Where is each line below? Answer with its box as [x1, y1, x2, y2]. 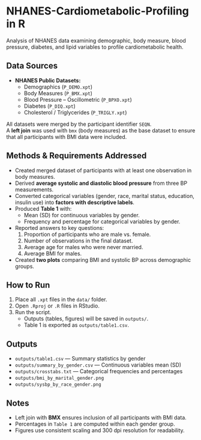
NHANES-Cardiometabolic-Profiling [6, 4, 189, 18]
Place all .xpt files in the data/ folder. [14, 296, 107, 303]
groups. [14, 262, 35, 270]
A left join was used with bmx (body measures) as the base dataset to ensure [6, 126, 196, 134]
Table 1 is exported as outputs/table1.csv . [23, 321, 130, 329]
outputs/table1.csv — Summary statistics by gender [14, 355, 146, 362]
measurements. [14, 185, 54, 193]
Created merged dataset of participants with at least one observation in [14, 167, 192, 174]
